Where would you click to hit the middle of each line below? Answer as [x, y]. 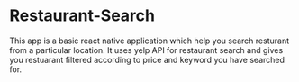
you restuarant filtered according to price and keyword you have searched [147, 59]
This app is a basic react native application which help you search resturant [149, 41]
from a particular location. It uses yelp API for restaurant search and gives [146, 50]
